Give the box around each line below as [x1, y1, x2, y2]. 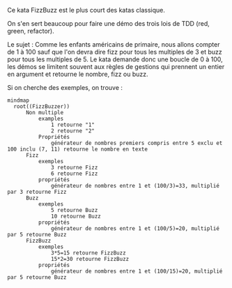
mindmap [7, 97, 30, 104]
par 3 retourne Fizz [7, 188, 68, 195]
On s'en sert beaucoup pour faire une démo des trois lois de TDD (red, [7, 20, 210, 27]
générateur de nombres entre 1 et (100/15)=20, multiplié [51, 268, 223, 275]
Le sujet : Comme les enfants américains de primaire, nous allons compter [7, 40, 220, 48]
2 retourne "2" [51, 128, 95, 135]
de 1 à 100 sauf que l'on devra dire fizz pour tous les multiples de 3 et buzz [7, 48, 223, 56]
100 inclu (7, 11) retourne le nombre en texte [7, 146, 148, 153]
